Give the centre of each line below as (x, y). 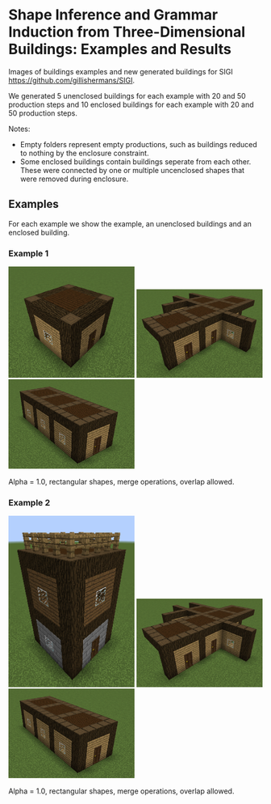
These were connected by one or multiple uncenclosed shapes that (132, 170)
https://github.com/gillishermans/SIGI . (72, 80)
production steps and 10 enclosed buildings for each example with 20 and (131, 104)
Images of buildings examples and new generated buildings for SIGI (121, 71)
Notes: (19, 129)
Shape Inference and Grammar (113, 15)
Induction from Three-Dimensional (127, 32)
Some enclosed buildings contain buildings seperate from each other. (135, 161)
